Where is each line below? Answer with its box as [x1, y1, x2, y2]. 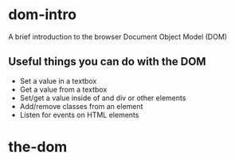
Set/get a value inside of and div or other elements [19, 93, 186, 103]
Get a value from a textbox [19, 84, 108, 94]
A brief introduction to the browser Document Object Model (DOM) [8, 32, 228, 41]
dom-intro [8, 6, 77, 24]
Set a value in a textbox [19, 76, 97, 85]
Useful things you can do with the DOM [8, 55, 206, 68]
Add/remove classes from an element [19, 101, 143, 111]
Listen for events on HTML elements [19, 110, 139, 119]
